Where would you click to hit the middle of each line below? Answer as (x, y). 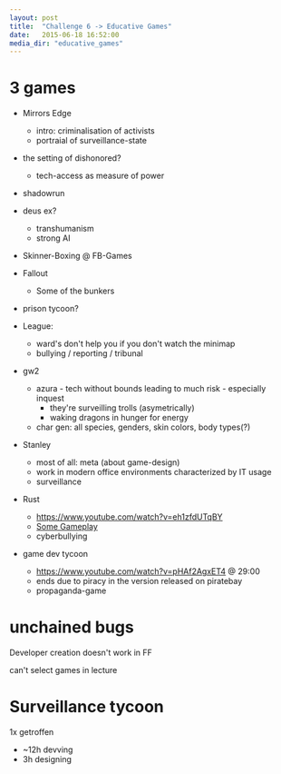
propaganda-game (71, 590)
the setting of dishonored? (72, 158)
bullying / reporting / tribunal (89, 353)
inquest (50, 398)
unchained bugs (72, 627)
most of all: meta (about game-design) (108, 462)
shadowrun (44, 193)
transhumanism (65, 229)
